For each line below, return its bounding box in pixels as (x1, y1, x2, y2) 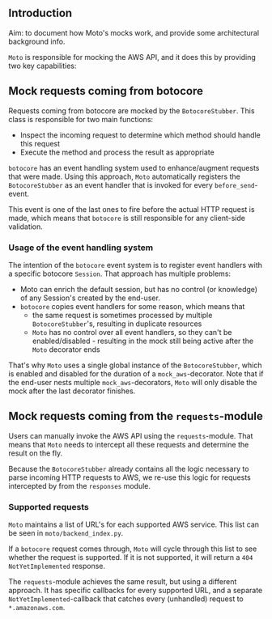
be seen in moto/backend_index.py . (8, 528, 124, 538)
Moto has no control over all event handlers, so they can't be (32, 327, 232, 337)
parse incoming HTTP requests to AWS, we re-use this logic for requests (8, 473, 251, 482)
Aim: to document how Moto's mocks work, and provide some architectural (8, 28, 260, 37)
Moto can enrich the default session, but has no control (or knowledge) (19, 284, 257, 294)
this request (19, 138, 61, 148)
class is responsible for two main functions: (8, 114, 154, 124)
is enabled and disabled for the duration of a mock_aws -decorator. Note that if (8, 368, 264, 379)
